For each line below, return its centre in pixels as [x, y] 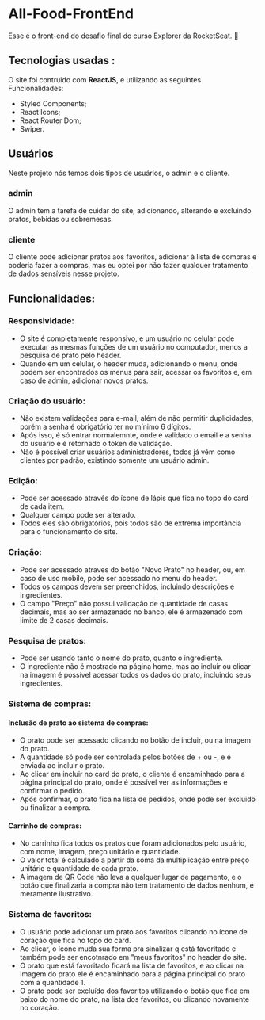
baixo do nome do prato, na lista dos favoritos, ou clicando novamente [134, 999]
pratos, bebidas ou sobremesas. [61, 219]
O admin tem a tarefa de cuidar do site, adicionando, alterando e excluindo [130, 210]
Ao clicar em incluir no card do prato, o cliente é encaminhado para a [132, 774]
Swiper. [32, 128]
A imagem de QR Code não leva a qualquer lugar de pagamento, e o [131, 877]
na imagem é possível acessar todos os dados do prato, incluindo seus [135, 675]
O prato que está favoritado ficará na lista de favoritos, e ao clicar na [131, 965]
